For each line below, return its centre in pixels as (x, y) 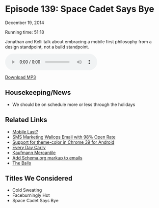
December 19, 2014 (25, 23)
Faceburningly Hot (31, 195)
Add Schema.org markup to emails (47, 157)
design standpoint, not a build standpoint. (47, 47)
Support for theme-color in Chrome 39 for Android (63, 142)
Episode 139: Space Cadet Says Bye (80, 9)
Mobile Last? (25, 131)
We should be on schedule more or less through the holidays (74, 104)
